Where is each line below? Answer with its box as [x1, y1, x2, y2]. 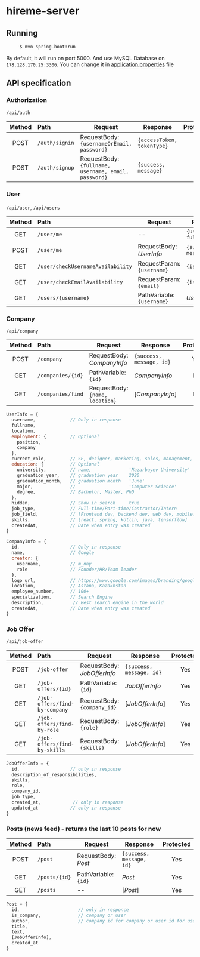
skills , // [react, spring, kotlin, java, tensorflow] [11, 516, 187, 523]
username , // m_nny [17, 561, 92, 567]
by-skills [37, 746, 65, 753]
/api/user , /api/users [6, 204, 61, 211]
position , [17, 439, 42, 445]
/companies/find [37, 391, 83, 398]
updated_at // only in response [11, 805, 121, 811]
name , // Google [11, 550, 95, 556]
